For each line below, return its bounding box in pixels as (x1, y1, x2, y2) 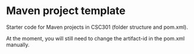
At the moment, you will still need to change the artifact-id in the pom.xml (6, 35, 185, 42)
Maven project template (6, 4, 126, 18)
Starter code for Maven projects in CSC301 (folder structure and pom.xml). (6, 23, 188, 31)
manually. (6, 41, 30, 48)
